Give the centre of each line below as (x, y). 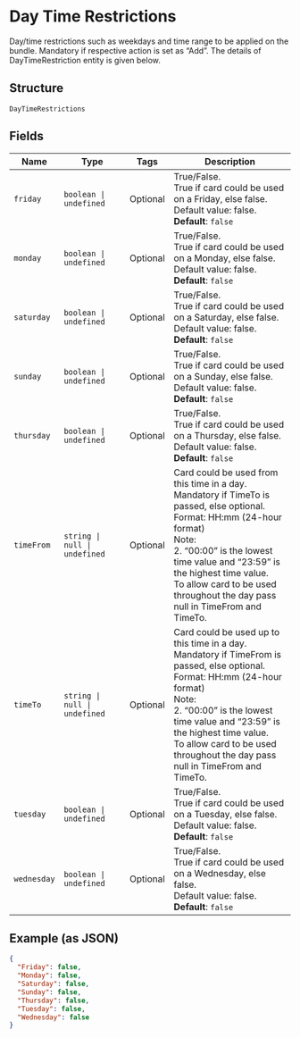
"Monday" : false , (50, 975)
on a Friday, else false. (221, 198)
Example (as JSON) (64, 938)
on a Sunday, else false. (224, 376)
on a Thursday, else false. (227, 435)
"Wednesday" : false (54, 1017)
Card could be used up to (227, 632)
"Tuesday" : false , (52, 1009)
